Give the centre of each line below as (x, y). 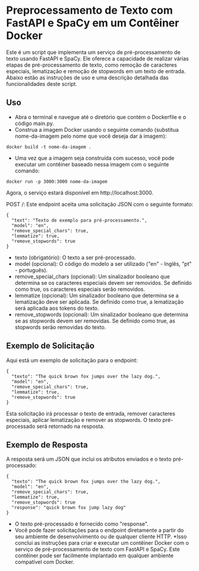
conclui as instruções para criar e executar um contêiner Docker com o (102, 543)
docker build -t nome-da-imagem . (49, 147)
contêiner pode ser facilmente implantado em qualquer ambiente (94, 556)
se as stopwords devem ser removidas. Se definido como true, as (95, 321)
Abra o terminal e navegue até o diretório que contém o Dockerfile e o (100, 117)
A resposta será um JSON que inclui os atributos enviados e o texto (89, 459)
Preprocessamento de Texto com (90, 10)
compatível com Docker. (45, 562)
